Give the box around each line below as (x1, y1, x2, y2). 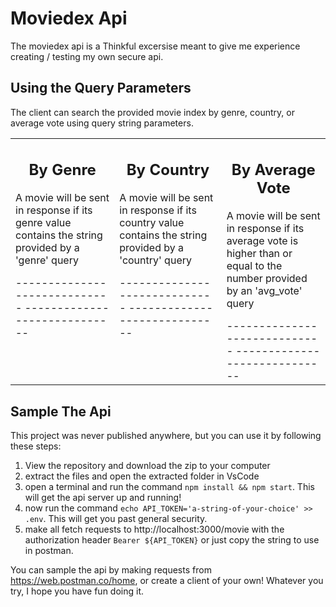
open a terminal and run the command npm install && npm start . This (24, 481, 315, 493)
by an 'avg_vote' (226, 284, 303, 298)
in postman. (24, 545, 74, 557)
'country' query (119, 253, 192, 267)
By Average (231, 160, 316, 180)
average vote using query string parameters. (10, 117, 194, 129)
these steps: (10, 440, 62, 452)
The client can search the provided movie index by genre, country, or (10, 106, 295, 118)
